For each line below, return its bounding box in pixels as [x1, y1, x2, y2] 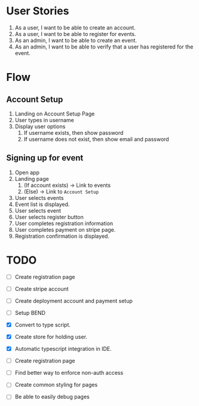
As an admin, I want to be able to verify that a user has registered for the [14, 43, 194, 50]
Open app [14, 169, 40, 176]
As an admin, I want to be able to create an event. [14, 37, 137, 44]
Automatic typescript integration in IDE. [14, 346, 112, 353]
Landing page [14, 175, 49, 182]
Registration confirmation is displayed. [14, 232, 109, 240]
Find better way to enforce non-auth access [14, 369, 124, 377]
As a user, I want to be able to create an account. [14, 24, 136, 31]
